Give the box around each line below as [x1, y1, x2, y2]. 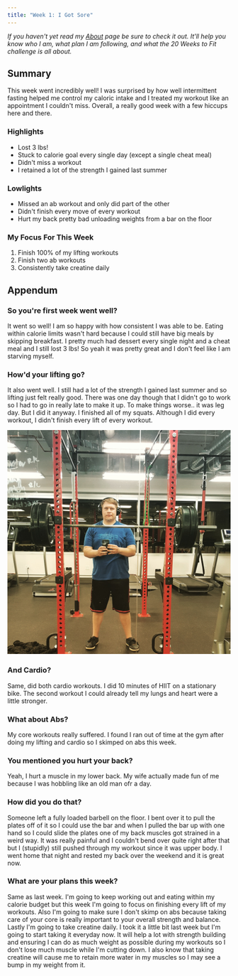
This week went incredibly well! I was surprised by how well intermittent [7, 86, 217, 95]
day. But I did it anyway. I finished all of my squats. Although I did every [7, 409, 215, 417]
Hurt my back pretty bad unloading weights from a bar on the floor [17, 215, 212, 223]
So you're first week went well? [7, 306, 118, 316]
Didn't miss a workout [17, 158, 81, 166]
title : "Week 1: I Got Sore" [7, 11, 93, 18]
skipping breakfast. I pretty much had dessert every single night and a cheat [7, 337, 230, 345]
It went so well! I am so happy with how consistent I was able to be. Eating [7, 322, 224, 331]
